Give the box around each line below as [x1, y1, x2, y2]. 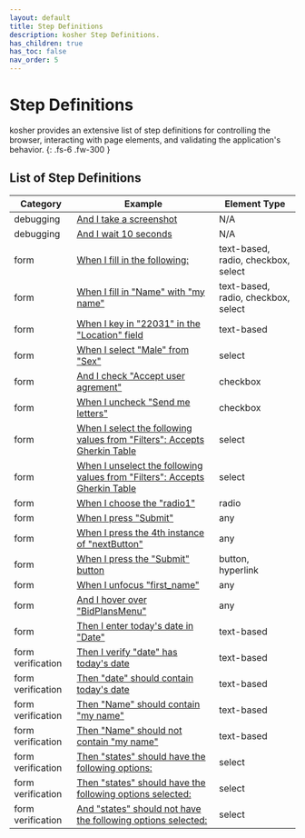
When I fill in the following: [76, 254, 189, 266]
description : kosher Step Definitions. [9, 30, 161, 39]
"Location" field [76, 328, 143, 341]
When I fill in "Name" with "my [76, 285, 206, 298]
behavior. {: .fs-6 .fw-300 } [9, 144, 111, 155]
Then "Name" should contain [76, 697, 201, 710]
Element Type [224, 197, 286, 210]
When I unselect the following [76, 459, 203, 472]
